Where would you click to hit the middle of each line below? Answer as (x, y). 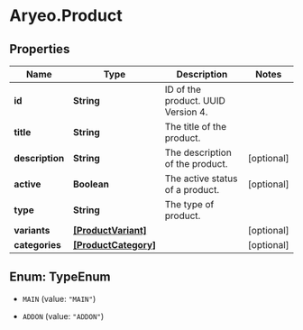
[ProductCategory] (114, 245)
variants (32, 230)
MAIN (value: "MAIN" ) (59, 298)
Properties (40, 49)
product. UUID (195, 101)
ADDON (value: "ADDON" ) (63, 316)
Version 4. (186, 112)
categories (37, 245)
